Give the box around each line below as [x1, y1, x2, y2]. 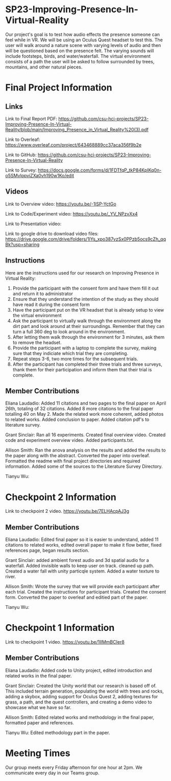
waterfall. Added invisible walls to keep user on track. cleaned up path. [5, 563, 155, 569]
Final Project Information [5, 82, 112, 93]
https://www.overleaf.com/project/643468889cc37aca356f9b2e [5, 141, 142, 148]
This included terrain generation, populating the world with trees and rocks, [5, 688, 164, 694]
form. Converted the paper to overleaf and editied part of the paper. [5, 594, 148, 601]
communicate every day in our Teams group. [5, 770, 100, 776]
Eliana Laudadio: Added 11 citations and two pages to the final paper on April [5, 400, 166, 407]
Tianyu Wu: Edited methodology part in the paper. [5, 729, 110, 736]
